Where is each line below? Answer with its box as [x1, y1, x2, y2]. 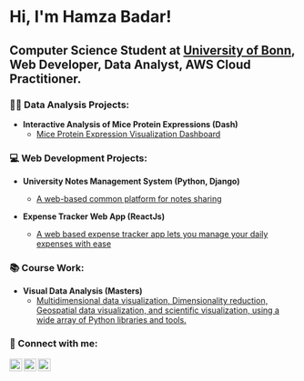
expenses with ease [35, 238, 112, 249]
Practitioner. [9, 71, 82, 86]
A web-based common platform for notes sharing [35, 194, 222, 205]
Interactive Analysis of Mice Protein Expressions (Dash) [22, 118, 238, 129]
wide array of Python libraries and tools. [35, 315, 187, 326]
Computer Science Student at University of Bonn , [9, 43, 296, 58]
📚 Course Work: [9, 262, 85, 275]
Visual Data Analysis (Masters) [22, 286, 143, 296]
